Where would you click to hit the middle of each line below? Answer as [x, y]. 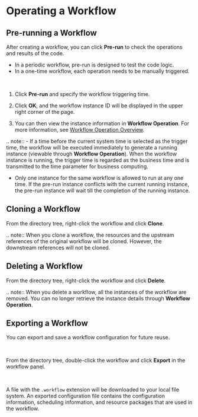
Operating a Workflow [61, 11]
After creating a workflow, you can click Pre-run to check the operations [95, 47]
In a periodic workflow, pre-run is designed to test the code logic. [94, 65]
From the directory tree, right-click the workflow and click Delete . [86, 281]
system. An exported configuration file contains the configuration [86, 396]
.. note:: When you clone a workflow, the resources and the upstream [90, 235]
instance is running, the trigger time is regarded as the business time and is [98, 160]
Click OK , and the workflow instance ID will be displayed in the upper [99, 106]
